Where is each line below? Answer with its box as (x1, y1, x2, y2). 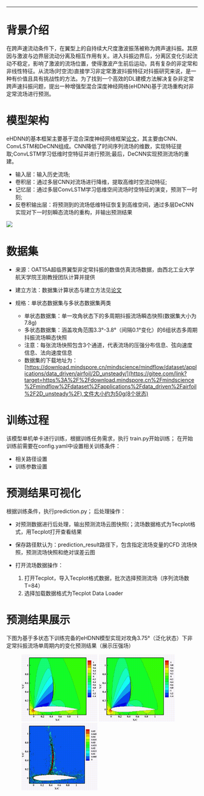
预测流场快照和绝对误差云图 (25, 548, 95, 556)
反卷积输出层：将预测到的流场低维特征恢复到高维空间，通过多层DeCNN (15, 201, 194, 208)
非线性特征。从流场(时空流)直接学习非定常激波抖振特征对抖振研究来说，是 (6, 67, 191, 75)
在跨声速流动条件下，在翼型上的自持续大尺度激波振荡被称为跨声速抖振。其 (6, 44, 192, 52)
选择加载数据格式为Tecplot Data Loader (24, 590, 123, 597)
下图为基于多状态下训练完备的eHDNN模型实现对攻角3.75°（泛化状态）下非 (6, 634, 193, 641)
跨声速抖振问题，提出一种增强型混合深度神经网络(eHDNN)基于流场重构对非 (6, 83, 194, 90)
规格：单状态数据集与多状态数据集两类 (15, 299, 111, 307)
